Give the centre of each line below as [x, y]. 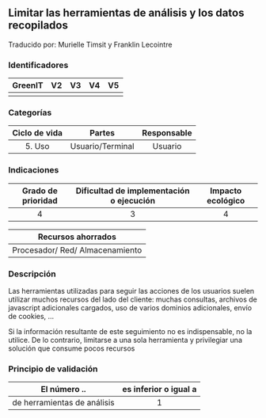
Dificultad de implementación [133, 191]
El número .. [63, 389]
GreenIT [28, 85]
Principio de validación [53, 369]
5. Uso [37, 146]
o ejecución [133, 200]
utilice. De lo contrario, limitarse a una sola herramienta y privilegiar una [125, 340]
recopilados [38, 26]
